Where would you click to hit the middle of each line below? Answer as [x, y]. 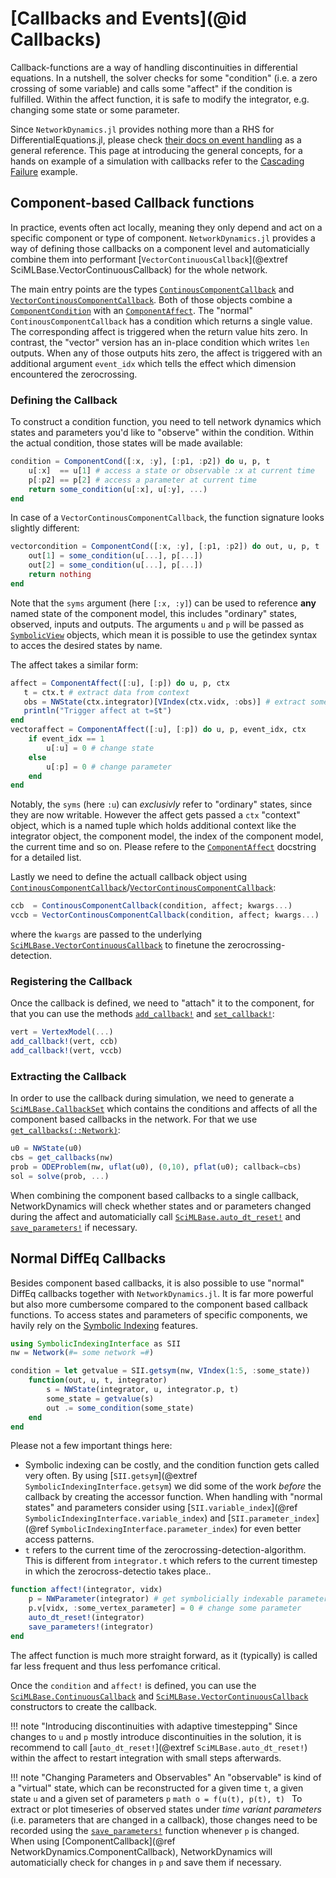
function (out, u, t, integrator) [98, 1380]
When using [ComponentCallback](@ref [93, 1841]
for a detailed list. [46, 858]
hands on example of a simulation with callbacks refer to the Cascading [157, 161]
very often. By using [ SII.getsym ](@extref [111, 1476]
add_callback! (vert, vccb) [66, 1051]
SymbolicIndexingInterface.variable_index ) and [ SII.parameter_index [170, 1518]
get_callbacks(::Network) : [65, 1130]
